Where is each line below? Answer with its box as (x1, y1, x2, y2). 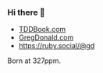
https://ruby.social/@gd (18, 41, 95, 50)
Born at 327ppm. (7, 56, 62, 65)
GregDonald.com (18, 33, 74, 42)
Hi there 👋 (7, 7, 46, 18)
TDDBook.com (18, 25, 66, 34)
